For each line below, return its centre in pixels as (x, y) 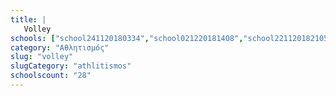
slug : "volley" (42, 57)
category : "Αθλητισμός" (60, 47)
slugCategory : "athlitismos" (71, 66)
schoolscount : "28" (51, 76)
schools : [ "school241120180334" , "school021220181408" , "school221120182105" (171, 38)
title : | (28, 19)
